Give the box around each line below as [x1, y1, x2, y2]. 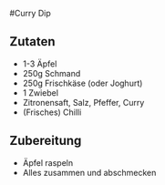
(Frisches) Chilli [22, 107, 82, 118]
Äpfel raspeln [22, 157, 74, 168]
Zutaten [9, 34, 57, 49]
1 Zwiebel [22, 87, 59, 98]
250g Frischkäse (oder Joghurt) [22, 77, 143, 88]
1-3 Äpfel [22, 58, 57, 69]
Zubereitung [9, 133, 82, 149]
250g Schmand [22, 67, 81, 78]
